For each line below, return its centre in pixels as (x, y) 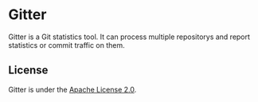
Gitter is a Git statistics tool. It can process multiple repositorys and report (129, 37)
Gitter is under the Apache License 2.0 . (72, 89)
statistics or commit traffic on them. (66, 45)
